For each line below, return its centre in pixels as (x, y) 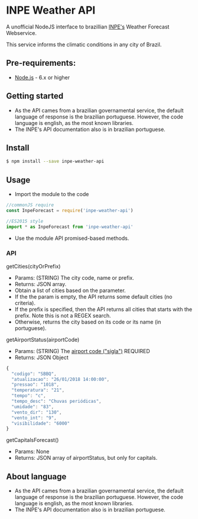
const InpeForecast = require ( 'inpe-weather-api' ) (70, 210)
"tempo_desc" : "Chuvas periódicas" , (56, 401)
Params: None (32, 451)
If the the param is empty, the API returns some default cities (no (93, 296)
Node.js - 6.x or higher (42, 77)
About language (36, 477)
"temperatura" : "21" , (38, 390)
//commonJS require (30, 205)
